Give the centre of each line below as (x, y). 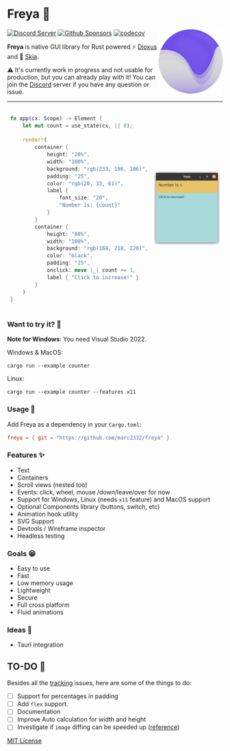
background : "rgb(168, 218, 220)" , (98, 249)
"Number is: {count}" (90, 205)
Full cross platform (43, 605)
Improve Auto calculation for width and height (81, 719)
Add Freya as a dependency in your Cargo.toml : (74, 424)
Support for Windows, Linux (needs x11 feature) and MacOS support (114, 499)
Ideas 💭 (20, 630)
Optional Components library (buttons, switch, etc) (88, 506)
